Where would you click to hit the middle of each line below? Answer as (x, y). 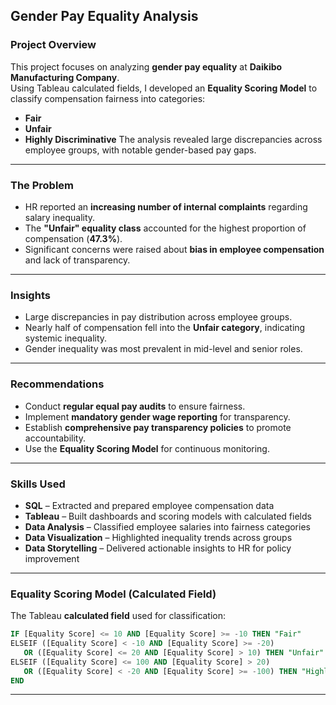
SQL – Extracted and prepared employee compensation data (149, 505)
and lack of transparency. (77, 260)
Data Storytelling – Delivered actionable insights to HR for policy (158, 548)
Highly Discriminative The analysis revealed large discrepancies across (173, 139)
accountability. (55, 438)
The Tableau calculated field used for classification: (118, 616)
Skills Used (38, 484)
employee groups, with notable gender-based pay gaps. (140, 150)
